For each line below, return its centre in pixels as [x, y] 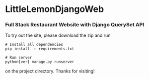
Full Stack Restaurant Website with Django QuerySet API [75, 25]
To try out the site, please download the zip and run [58, 35]
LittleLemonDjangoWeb [55, 9]
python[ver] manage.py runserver [40, 62]
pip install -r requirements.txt [40, 49]
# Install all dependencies [34, 45]
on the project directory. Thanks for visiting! [50, 71]
